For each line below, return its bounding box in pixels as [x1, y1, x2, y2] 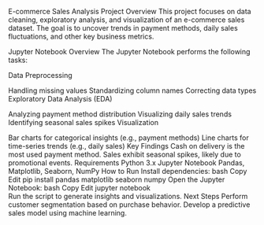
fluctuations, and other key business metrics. [8, 31, 154, 41]
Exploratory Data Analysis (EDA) [8, 94, 113, 103]
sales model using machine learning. [8, 208, 128, 217]
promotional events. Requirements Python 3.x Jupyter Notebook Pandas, [8, 158, 245, 168]
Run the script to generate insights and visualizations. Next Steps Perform [8, 192, 248, 201]
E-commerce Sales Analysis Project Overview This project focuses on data [8, 7, 251, 16]
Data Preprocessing [8, 71, 73, 79]
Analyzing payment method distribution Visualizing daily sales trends [8, 109, 232, 119]
